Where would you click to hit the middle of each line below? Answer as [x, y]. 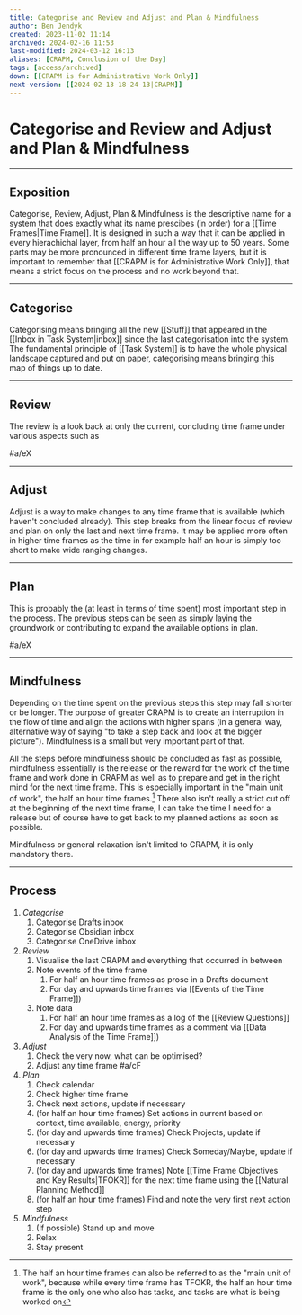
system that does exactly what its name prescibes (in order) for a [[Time [143, 224]
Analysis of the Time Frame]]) [104, 1036]
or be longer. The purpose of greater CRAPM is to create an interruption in [147, 712]
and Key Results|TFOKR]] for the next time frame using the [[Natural [162, 1180]
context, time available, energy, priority [108, 1123]
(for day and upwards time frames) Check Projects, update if [148, 1132]
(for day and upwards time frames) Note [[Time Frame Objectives [157, 1170]
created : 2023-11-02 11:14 [60, 34]
